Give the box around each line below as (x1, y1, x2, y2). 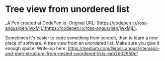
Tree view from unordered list (5, 3, 130, 15)
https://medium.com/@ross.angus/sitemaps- (68, 45, 160, 51)
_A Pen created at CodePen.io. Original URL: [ (5, 20, 98, 26)
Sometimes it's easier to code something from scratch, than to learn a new (5, 35, 158, 41)
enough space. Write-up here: (5, 45, 67, 51)
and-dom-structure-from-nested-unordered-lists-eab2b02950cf (5, 51, 138, 57)
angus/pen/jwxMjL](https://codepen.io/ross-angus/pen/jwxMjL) (5, 25, 136, 31)
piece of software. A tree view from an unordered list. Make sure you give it (5, 40, 160, 46)
